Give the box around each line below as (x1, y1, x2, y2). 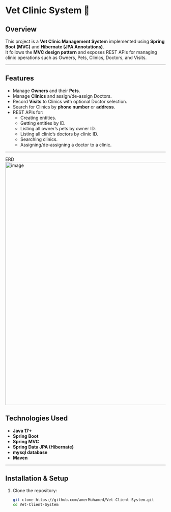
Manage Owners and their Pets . (12, 88, 80, 94)
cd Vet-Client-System (12, 502, 59, 507)
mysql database (12, 449, 48, 455)
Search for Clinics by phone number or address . (12, 104, 116, 110)
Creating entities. (20, 115, 56, 121)
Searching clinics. (20, 136, 58, 142)
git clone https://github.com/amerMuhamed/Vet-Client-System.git (12, 497, 154, 503)
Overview (5, 25, 37, 34)
